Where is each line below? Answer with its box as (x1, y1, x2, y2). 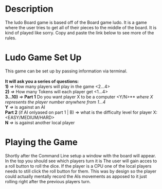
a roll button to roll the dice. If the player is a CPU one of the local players (5, 163, 152, 169)
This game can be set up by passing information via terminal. (5, 68, 127, 74)
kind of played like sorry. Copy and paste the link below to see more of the (5, 30, 154, 35)
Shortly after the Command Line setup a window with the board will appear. (5, 153, 157, 158)
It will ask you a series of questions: (5, 78, 79, 84)
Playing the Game (5, 137, 78, 148)
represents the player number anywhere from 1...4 (5, 99, 106, 105)
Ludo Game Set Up (5, 52, 82, 63)
